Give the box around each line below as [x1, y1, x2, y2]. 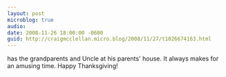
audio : [7, 23, 26, 30]
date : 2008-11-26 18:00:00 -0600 [7, 29, 104, 36]
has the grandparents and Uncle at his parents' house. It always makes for [7, 54, 219, 63]
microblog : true [7, 16, 54, 23]
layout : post [7, 10, 45, 17]
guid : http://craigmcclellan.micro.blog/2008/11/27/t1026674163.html [7, 36, 212, 43]
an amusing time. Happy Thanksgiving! [7, 62, 118, 70]
